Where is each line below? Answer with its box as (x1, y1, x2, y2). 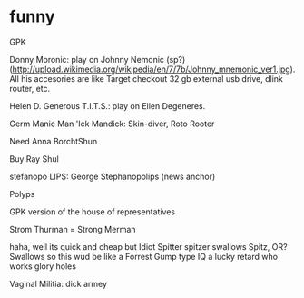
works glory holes (9, 261, 77, 272)
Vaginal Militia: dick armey (9, 278, 107, 289)
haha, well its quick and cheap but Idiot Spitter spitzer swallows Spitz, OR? (9, 241, 288, 252)
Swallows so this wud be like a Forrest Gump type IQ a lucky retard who (9, 251, 279, 262)
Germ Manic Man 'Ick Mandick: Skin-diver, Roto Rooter (9, 118, 215, 129)
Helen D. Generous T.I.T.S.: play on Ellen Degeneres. (9, 100, 206, 111)
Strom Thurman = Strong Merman (9, 223, 136, 234)
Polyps (9, 188, 35, 199)
